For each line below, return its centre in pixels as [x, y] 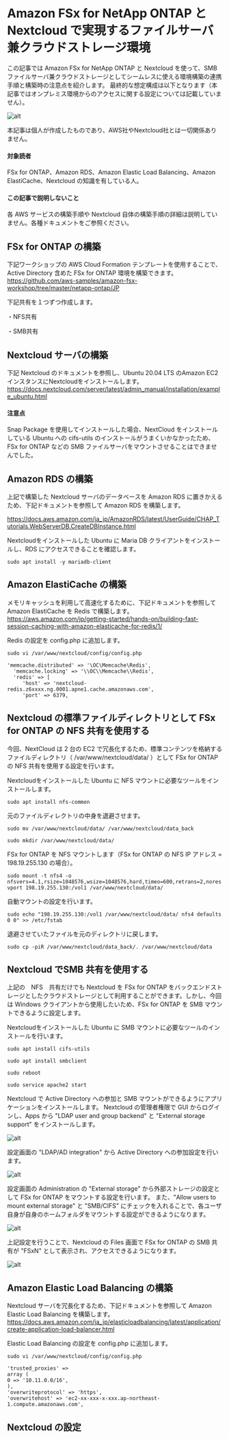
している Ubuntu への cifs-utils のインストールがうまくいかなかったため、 [111, 438]
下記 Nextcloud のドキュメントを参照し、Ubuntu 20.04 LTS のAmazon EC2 [113, 372]
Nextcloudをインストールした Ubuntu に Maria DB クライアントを [99, 540]
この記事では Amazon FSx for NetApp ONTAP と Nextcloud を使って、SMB [112, 68]
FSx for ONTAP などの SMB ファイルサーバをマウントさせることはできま [109, 447]
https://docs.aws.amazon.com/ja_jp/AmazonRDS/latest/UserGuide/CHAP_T [113, 519]
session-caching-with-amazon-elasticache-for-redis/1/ [85, 626]
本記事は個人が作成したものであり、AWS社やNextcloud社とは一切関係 [106, 130]
